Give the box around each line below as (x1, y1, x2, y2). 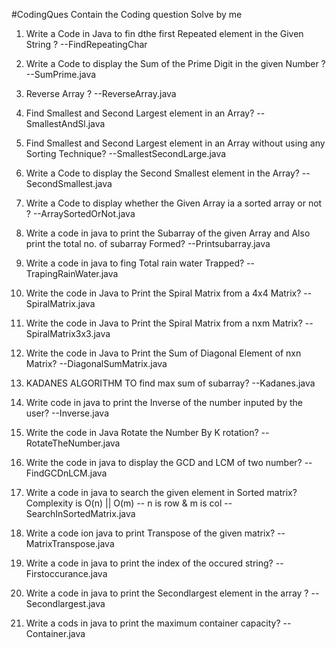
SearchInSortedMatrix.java (25, 508, 136, 519)
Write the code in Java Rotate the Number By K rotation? (25, 427, 259, 438)
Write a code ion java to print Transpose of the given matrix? (25, 527, 276, 539)
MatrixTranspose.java (25, 538, 115, 549)
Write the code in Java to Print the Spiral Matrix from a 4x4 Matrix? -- (25, 287, 313, 299)
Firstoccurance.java (25, 568, 108, 579)
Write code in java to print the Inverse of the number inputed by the (25, 397, 303, 408)
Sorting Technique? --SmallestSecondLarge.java (25, 148, 227, 159)
